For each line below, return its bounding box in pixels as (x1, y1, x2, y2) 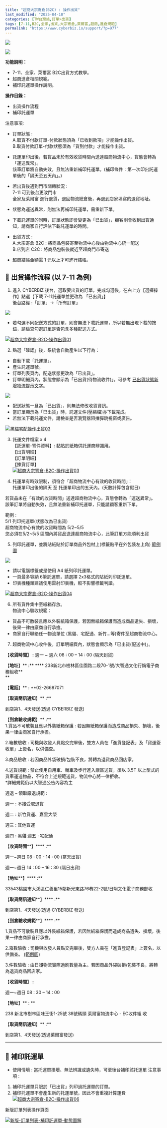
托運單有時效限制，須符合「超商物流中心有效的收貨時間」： (12, 478, 133, 484)
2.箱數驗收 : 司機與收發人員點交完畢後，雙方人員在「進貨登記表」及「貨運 (5, 739, 157, 745)
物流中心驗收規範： (12, 607, 52, 613)
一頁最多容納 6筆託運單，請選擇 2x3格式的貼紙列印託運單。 (12, 573, 135, 579)
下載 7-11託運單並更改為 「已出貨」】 (34, 293, 108, 299)
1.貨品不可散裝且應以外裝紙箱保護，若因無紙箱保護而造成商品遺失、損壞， (5, 928, 157, 934)
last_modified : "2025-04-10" (5, 12, 66, 17)
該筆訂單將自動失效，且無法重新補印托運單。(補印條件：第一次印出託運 (12, 166, 158, 172)
